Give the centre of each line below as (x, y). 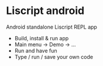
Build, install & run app (42, 38)
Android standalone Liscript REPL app (52, 27)
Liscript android (45, 11)
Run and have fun (36, 50)
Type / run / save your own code (54, 57)
